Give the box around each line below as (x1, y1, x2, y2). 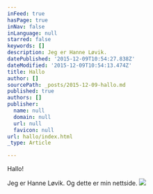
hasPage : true (7, 17, 49, 24)
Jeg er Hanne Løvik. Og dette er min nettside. (7, 179, 138, 188)
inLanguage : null (7, 29, 58, 37)
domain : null (13, 113, 51, 120)
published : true (7, 88, 54, 95)
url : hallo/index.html (7, 133, 73, 140)
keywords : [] (7, 42, 45, 49)
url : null (13, 120, 42, 127)
